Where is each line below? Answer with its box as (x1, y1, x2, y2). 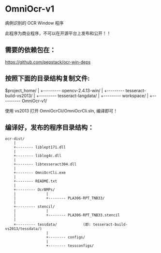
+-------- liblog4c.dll (14, 154, 62, 158)
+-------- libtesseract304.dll (14, 162, 77, 167)
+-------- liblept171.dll (14, 145, 66, 150)
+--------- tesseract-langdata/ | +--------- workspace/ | (36, 93, 149, 98)
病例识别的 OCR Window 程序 (5, 20, 64, 26)
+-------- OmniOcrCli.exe (14, 171, 66, 175)
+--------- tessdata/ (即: (14, 222, 91, 227)
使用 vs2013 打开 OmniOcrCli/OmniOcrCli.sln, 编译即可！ (5, 108, 118, 113)
